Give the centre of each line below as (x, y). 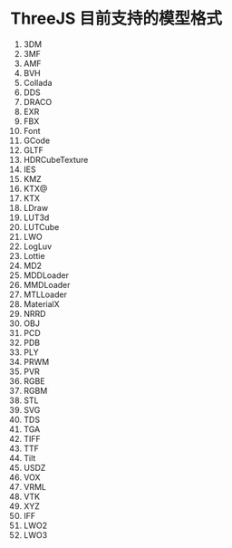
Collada (38, 82)
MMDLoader (47, 284)
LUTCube (41, 226)
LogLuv (38, 246)
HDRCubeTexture (56, 159)
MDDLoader (46, 275)
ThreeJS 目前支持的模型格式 (116, 19)
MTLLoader (45, 294)
